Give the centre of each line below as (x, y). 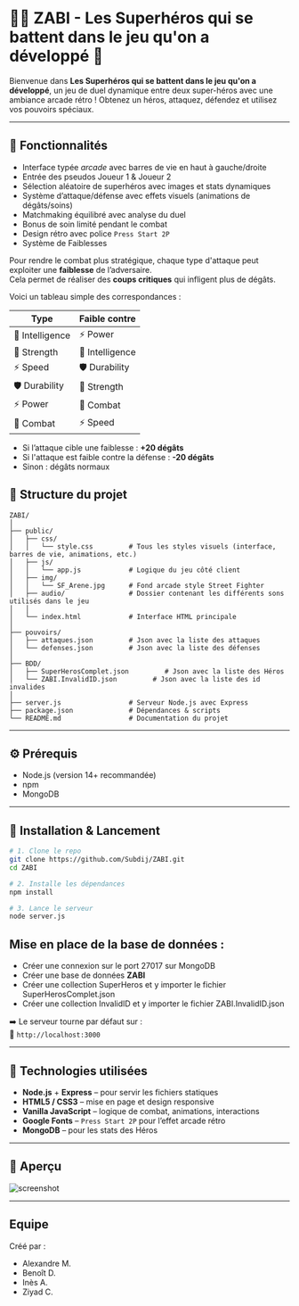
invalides (28, 687)
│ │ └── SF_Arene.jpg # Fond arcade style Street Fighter (137, 585)
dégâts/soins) (47, 205)
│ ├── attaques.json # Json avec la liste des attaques (135, 640)
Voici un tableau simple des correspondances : (95, 296)
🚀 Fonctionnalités (59, 146)
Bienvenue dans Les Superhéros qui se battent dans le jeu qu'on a (133, 80)
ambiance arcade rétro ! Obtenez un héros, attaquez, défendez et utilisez (143, 99)
